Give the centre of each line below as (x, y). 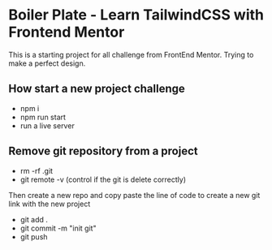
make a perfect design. (47, 63)
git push (34, 236)
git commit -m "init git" (58, 228)
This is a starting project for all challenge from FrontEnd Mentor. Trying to (131, 54)
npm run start (43, 117)
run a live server (47, 125)
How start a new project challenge (97, 89)
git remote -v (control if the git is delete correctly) (103, 179)
